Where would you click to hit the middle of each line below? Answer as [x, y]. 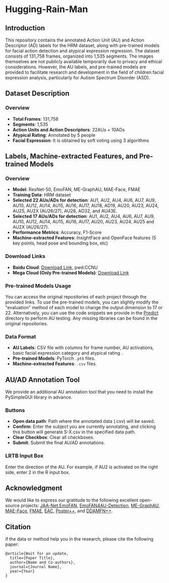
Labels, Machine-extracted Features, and [71, 156]
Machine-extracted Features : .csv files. [55, 364]
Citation [18, 527]
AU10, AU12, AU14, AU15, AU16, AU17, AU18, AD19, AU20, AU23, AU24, [86, 206]
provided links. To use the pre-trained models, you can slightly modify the [82, 302]
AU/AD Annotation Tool [42, 380]
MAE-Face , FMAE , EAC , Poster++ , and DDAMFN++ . [59, 511]
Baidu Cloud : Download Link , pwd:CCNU [55, 267]
